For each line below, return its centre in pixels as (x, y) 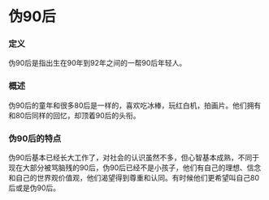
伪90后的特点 (35, 138)
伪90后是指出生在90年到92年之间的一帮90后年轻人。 (98, 63)
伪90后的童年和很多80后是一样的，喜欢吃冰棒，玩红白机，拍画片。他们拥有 (135, 105)
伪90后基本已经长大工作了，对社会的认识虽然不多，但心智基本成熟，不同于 (134, 158)
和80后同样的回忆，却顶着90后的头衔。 (74, 115)
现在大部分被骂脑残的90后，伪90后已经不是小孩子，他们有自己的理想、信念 (135, 168)
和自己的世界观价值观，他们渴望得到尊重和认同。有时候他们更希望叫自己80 (134, 178)
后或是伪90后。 (35, 188)
